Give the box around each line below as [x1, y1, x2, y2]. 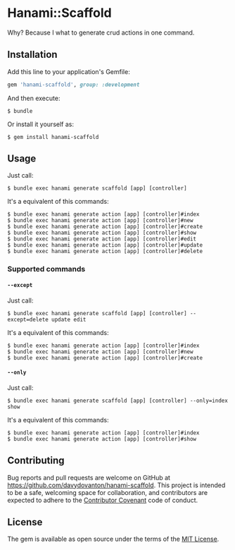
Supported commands [7, 264, 86, 274]
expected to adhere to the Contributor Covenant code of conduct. [7, 496, 198, 504]
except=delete [7, 316, 49, 323]
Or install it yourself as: [7, 120, 74, 128]
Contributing [7, 455, 65, 467]
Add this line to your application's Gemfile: [7, 67, 130, 75]
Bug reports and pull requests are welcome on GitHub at [7, 473, 171, 482]
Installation [7, 49, 58, 61]
